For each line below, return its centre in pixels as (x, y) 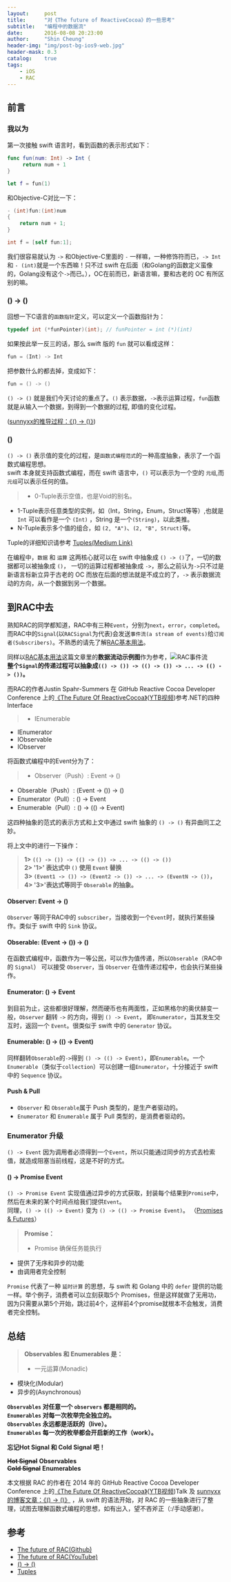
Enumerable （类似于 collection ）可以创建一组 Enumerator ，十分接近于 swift (113, 1066)
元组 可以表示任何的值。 (40, 481)
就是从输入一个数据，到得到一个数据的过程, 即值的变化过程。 (93, 406)
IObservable (34, 739)
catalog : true (32, 59)
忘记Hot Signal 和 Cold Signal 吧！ (56, 1447)
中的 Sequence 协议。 (37, 1075)
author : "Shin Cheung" (46, 39)
